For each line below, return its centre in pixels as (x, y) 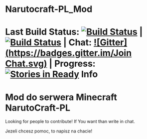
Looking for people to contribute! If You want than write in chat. (70, 122)
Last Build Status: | (74, 32)
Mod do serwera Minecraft (61, 97)
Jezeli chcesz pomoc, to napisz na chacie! (49, 131)
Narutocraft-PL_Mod (49, 9)
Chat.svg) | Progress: (50, 64)
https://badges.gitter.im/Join (70, 53)
